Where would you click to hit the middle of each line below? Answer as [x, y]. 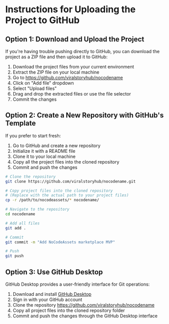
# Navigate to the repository [38, 210]
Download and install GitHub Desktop [52, 294]
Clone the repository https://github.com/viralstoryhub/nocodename [83, 305]
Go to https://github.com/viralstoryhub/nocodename [68, 77]
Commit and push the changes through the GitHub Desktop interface [85, 316]
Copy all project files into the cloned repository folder [69, 310]
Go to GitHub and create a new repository [56, 145]
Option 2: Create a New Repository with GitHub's [84, 115]
